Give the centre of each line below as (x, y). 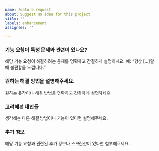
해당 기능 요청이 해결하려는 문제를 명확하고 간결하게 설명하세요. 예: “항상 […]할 (80, 61)
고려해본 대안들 (22, 107)
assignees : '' (20, 28)
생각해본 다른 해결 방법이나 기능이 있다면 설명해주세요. (57, 118)
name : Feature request (28, 9)
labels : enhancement (26, 23)
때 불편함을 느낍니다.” (26, 67)
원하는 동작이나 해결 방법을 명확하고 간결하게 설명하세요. (59, 93)
